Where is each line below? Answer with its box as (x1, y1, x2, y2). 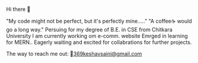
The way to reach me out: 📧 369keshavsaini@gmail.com (6, 51, 142, 57)
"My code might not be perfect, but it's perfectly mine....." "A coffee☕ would (6, 18, 192, 24)
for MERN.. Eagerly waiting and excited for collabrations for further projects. (6, 39, 192, 46)
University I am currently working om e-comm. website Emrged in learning (6, 33, 188, 39)
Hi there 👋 (6, 6, 31, 12)
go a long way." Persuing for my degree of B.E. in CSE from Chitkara (6, 26, 173, 33)
